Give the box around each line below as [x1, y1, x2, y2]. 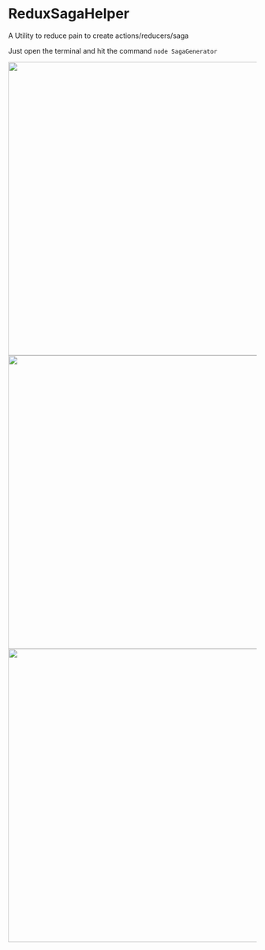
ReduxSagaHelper [8, 5, 130, 23]
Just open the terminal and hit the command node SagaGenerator [8, 46, 218, 55]
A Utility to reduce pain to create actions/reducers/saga [8, 31, 189, 40]
